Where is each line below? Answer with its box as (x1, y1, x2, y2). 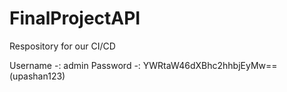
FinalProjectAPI (9, 7, 141, 30)
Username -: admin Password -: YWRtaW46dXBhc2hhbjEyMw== (9, 59, 278, 71)
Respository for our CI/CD (9, 40, 116, 52)
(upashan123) (9, 70, 66, 82)
